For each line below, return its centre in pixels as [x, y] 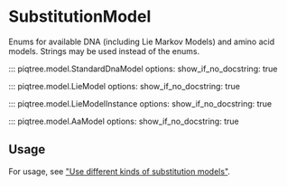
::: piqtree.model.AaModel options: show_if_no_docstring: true [124, 121]
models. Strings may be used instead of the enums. [104, 51]
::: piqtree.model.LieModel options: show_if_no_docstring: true [125, 86]
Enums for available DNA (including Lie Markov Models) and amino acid [142, 42]
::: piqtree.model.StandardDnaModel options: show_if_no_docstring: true [143, 69]
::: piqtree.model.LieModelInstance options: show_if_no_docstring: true [140, 103]
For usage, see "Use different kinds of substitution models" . [120, 171]
